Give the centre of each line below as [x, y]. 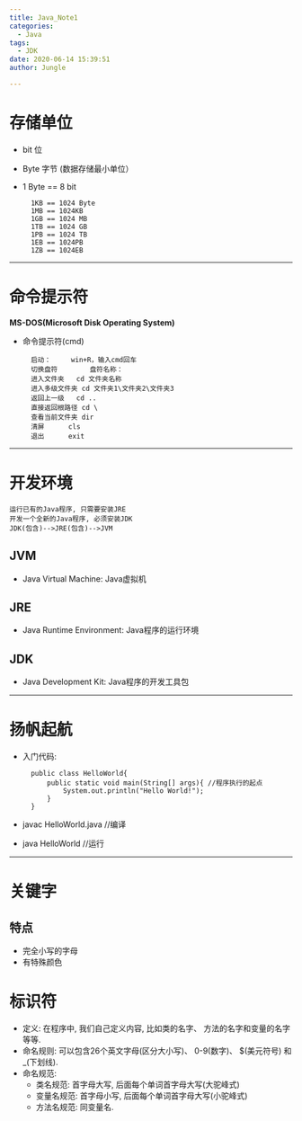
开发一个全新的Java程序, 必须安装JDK [71, 519]
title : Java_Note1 [44, 18]
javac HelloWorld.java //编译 [74, 824]
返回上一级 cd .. [64, 398]
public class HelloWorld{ [79, 774]
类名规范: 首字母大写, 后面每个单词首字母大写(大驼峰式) [138, 1085]
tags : [19, 43]
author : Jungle [38, 68]
